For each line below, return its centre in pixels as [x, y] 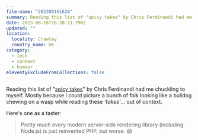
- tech [20, 56]
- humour [22, 67]
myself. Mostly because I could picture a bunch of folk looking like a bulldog [99, 96]
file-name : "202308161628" [39, 12]
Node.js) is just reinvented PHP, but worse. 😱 [76, 131]
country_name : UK [33, 45]
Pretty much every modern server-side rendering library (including [102, 125]
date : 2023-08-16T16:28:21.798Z [46, 23]
